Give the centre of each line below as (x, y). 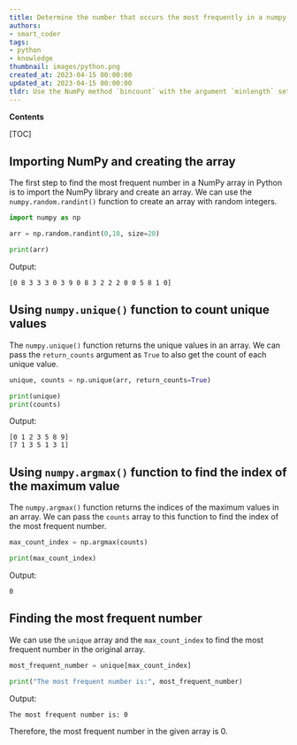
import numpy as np (45, 218)
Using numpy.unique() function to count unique (139, 310)
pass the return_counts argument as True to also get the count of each (138, 354)
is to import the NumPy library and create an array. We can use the (130, 192)
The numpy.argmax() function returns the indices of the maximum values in (144, 507)
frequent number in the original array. (77, 649)
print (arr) (29, 250)
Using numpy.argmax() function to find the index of (148, 472)
